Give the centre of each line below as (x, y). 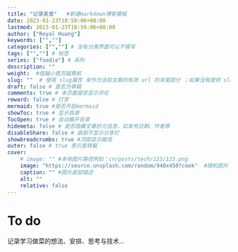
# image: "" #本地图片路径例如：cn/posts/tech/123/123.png (104, 159)
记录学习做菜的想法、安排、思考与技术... (66, 241)
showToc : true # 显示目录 (44, 113)
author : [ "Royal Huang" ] (44, 34)
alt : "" (31, 179)
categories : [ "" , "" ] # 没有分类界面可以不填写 (72, 47)
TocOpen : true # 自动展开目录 (49, 119)
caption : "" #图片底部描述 (57, 172)
